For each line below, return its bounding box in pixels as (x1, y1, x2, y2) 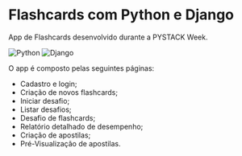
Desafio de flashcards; (19, 113, 96, 122)
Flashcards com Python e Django (8, 6, 235, 24)
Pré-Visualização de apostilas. (19, 138, 121, 148)
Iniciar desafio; (19, 96, 70, 105)
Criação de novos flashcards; (19, 87, 119, 97)
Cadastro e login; (19, 79, 78, 88)
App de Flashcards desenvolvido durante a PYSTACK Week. (8, 32, 208, 42)
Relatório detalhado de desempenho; (19, 121, 144, 131)
